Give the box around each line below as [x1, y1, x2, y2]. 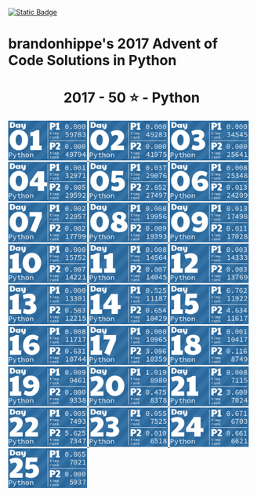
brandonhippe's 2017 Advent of [8, 35, 218, 53]
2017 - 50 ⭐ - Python [63, 89, 201, 107]
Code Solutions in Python [8, 52, 177, 70]
